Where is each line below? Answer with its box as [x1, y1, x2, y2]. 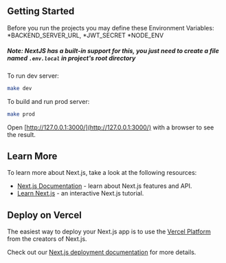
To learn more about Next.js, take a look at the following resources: [7, 169, 197, 177]
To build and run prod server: [7, 97, 90, 105]
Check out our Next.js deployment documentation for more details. [7, 248, 196, 257]
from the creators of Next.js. [7, 235, 87, 243]
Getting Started [7, 6, 75, 17]
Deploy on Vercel [7, 209, 82, 221]
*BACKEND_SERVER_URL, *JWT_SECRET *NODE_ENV [7, 31, 164, 39]
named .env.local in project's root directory [7, 54, 136, 63]
